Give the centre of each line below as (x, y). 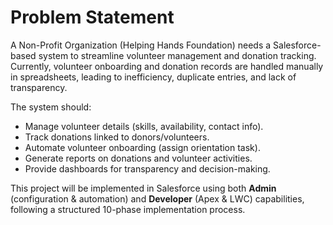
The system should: (51, 107)
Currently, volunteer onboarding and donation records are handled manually (167, 66)
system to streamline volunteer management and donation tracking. (177, 55)
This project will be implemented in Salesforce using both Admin (143, 188)
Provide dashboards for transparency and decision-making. (147, 168)
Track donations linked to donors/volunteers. (117, 137)
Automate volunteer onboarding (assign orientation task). (142, 147)
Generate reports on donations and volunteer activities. (138, 158)
